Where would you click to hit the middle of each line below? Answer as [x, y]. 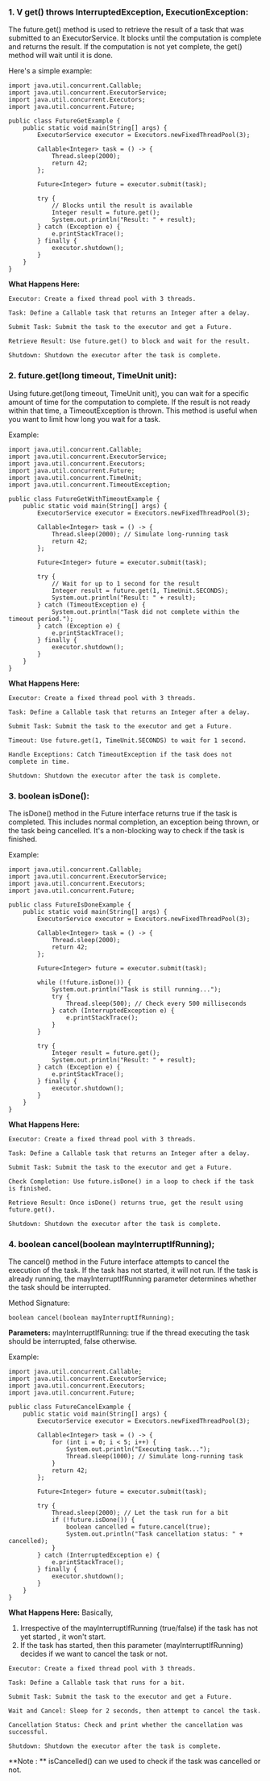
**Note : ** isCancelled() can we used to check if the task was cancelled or [135, 1762]
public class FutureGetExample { [64, 121]
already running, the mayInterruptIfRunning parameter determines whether [133, 1279]
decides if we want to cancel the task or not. [93, 1654]
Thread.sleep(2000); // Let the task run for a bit [140, 1513]
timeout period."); [41, 619]
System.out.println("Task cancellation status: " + [154, 1534]
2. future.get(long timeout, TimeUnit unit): [93, 376]
